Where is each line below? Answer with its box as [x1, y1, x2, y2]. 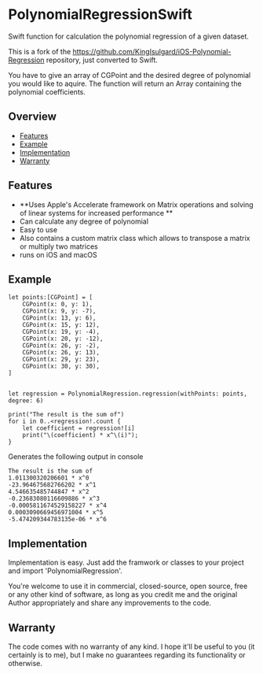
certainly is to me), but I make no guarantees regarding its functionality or [8, 650, 246, 659]
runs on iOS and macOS [19, 250, 98, 259]
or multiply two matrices [19, 242, 98, 251]
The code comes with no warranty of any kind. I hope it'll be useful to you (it [8, 642, 255, 651]
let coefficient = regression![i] [22, 424, 135, 432]
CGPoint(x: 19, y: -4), [22, 328, 100, 336]
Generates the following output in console [8, 452, 144, 461]
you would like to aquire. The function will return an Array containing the [8, 79, 242, 88]
